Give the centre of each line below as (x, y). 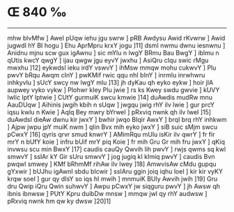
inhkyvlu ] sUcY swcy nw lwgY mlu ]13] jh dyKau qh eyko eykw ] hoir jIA (110, 82)
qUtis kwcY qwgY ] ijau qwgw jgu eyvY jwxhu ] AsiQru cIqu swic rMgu (108, 60)
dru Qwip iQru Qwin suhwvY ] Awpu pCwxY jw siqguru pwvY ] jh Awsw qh (114, 186)
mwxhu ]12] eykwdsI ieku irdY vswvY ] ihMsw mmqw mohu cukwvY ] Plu (112, 68)
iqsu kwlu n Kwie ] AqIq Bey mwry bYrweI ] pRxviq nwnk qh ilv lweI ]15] (109, 112)
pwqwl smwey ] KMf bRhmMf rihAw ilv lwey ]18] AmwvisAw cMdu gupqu (112, 164)
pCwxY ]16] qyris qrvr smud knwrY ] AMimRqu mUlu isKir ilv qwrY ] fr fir (111, 134)
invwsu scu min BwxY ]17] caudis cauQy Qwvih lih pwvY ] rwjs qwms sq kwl (117, 149)
